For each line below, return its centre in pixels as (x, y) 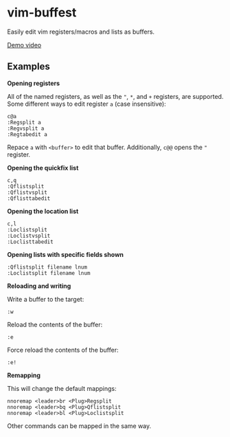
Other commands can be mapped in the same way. (79, 426)
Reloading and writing (39, 286)
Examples (28, 67)
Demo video (24, 45)
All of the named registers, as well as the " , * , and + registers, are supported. (115, 96)
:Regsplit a (24, 122)
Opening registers (34, 83)
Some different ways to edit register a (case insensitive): (87, 104)
